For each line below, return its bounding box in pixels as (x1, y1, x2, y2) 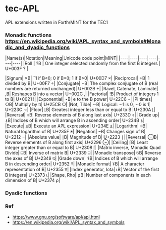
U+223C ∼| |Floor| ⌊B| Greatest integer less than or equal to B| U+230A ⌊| (5, 107, 156, 113)
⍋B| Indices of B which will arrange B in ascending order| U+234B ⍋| (5, 117, 145, 123)
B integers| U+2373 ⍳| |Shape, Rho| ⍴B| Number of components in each (5, 172, 151, 178)
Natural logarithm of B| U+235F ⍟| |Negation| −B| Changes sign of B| (5, 129, 146, 135)
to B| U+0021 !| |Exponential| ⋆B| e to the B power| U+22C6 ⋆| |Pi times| (5, 96, 153, 102)
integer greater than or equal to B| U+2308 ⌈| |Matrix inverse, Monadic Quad (5, 145, 161, 151)
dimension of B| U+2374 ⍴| (5, 177, 60, 183)
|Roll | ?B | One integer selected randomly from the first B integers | (23, 60, 161, 67)
